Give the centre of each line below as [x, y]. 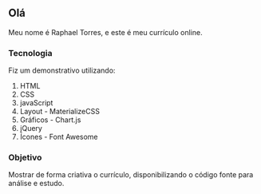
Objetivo [25, 157]
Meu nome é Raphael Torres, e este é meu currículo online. [105, 32]
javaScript [36, 103]
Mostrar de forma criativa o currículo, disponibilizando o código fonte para [131, 175]
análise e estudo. [36, 184]
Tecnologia [30, 53]
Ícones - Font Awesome [59, 137]
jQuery [31, 129]
